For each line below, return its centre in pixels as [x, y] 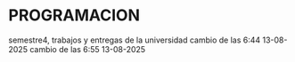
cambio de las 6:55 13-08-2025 [88, 49]
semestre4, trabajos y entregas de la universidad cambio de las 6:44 [135, 40]
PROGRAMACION [74, 15]
